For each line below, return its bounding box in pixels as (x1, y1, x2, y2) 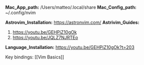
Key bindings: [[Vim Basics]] (5, 54, 64, 60)
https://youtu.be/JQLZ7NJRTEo (12, 35, 78, 40)
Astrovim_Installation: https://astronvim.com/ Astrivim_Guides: (5, 20, 140, 25)
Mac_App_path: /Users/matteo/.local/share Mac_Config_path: (5, 5, 137, 10)
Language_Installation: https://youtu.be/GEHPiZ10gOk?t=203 (5, 44, 135, 50)
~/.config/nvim (5, 10, 36, 16)
